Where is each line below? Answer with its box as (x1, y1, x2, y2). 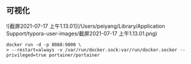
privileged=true (6, 52, 47, 58)
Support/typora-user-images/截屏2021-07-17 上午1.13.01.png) (6, 30, 158, 37)
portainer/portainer (48, 52, 100, 58)
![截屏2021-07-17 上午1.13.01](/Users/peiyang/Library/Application (6, 23, 165, 30)
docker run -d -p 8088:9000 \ (6, 41, 82, 47)
